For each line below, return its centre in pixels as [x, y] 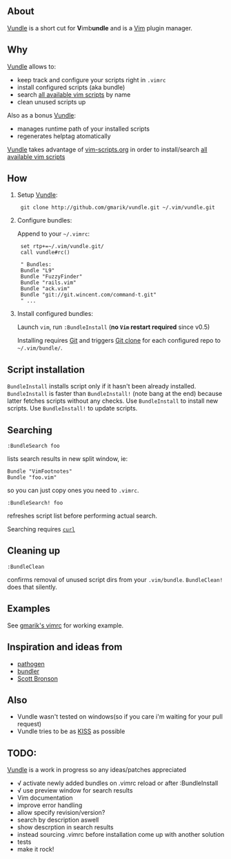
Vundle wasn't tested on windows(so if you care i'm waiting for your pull [120, 717]
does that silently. [32, 587]
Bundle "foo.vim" [32, 478]
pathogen [31, 663]
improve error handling [50, 805]
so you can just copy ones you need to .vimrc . [73, 491]
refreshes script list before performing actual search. [82, 516]
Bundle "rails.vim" [48, 283]
